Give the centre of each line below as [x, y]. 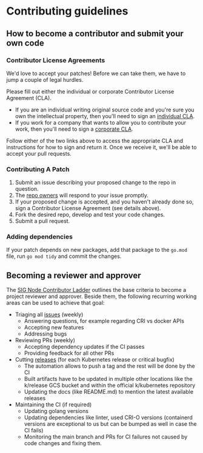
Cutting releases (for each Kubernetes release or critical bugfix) [95, 360]
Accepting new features [54, 328]
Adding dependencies [39, 237]
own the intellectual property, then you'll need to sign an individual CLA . [105, 116]
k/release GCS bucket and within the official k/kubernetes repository [110, 385]
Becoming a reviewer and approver [74, 275]
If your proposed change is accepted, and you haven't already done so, [104, 202]
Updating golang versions [56, 411]
